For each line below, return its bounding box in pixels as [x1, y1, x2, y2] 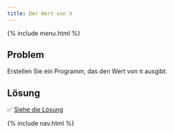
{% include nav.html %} [7, 119, 75, 127]
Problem [7, 49, 45, 61]
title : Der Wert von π [7, 10, 72, 17]
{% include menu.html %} [7, 29, 81, 37]
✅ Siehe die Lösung [7, 105, 64, 114]
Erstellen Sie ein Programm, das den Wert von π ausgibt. [7, 67, 168, 76]
